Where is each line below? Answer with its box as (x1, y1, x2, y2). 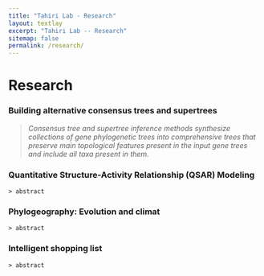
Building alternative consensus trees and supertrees (8, 105, 218, 117)
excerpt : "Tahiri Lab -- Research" (8, 27, 128, 35)
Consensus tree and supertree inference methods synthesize (27, 123, 231, 133)
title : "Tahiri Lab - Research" (8, 11, 116, 20)
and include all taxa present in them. (27, 149, 150, 159)
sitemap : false (8, 34, 59, 43)
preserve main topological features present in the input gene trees (27, 140, 248, 150)
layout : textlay (8, 19, 63, 27)
